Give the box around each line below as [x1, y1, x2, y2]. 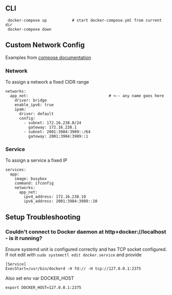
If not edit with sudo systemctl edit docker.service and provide [5, 251, 142, 257]
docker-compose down [7, 27, 52, 32]
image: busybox [14, 176, 47, 181]
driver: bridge [14, 98, 47, 103]
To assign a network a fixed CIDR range [5, 79, 89, 85]
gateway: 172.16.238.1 [28, 124, 77, 130]
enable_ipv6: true [14, 102, 54, 107]
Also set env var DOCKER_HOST [5, 275, 74, 281]
